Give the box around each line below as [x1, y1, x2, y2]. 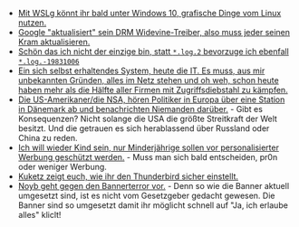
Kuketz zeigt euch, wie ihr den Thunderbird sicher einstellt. [17, 171, 238, 182]
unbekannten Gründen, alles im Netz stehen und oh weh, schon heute [17, 75, 279, 85]
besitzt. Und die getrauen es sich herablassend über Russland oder [17, 123, 270, 134]
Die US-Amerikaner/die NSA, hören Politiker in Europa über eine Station [17, 94, 285, 105]
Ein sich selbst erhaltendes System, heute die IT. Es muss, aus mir [17, 65, 265, 76]
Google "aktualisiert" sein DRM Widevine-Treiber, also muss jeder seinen [17, 27, 291, 37]
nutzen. [17, 17, 47, 28]
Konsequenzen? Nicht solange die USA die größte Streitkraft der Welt [17, 113, 278, 124]
